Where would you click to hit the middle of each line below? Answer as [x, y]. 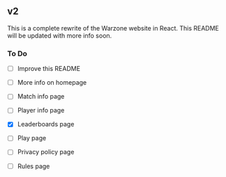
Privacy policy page [46, 152]
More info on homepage [52, 83]
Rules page [33, 166]
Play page [32, 138]
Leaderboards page [46, 124]
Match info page [41, 96]
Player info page [41, 110]
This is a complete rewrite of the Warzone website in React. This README [113, 28]
